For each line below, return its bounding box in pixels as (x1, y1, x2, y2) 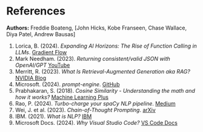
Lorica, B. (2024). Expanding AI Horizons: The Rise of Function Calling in (15, 42, 197, 49)
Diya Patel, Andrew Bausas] (6, 30, 76, 37)
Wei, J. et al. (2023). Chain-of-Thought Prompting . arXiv (15, 106, 156, 113)
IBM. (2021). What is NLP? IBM (15, 113, 92, 120)
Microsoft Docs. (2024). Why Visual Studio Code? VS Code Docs (15, 119, 178, 126)
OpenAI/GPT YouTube (15, 61, 70, 69)
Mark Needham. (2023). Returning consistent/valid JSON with (15, 55, 171, 62)
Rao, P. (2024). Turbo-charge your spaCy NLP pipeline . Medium (15, 99, 176, 107)
